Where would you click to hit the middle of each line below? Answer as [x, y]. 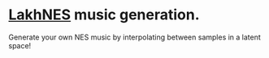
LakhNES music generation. [104, 15]
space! [20, 45]
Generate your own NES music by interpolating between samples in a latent [135, 37]
